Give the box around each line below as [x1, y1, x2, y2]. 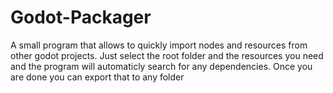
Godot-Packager [10, 6, 152, 29]
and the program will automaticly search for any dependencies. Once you [10, 60, 313, 72]
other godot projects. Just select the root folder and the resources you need [10, 49, 324, 61]
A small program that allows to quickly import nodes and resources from [10, 39, 308, 51]
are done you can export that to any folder [10, 71, 185, 83]
